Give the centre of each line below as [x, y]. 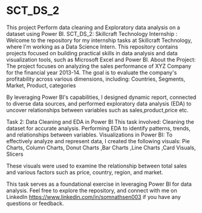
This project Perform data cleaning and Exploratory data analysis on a [93, 27]
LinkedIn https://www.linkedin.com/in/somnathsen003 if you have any [94, 197]
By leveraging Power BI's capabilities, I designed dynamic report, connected [101, 97]
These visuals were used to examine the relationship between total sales [97, 166]
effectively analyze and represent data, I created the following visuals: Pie [98, 141]
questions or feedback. [35, 203]
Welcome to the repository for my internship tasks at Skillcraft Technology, [99, 40]
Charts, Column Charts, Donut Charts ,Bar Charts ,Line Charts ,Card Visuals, [101, 147]
